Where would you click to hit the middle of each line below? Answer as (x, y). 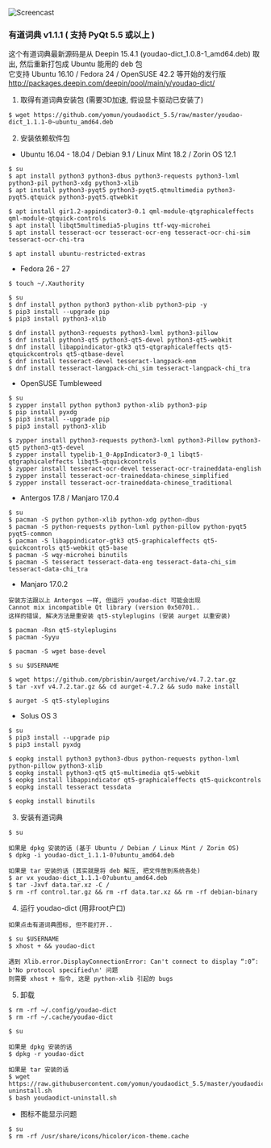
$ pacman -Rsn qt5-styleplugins (63, 631)
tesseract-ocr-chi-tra (46, 240)
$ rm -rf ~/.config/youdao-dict (63, 1010)
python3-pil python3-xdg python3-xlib (73, 183)
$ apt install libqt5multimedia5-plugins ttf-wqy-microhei (110, 226)
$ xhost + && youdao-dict (52, 946)
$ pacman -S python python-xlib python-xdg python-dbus (104, 520)
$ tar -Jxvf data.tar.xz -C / (59, 885)
